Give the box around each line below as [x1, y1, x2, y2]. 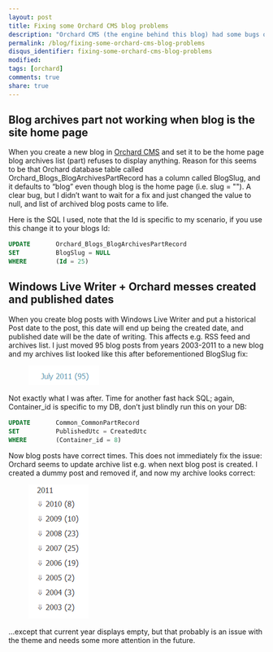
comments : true [8, 73, 60, 81]
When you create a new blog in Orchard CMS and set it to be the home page [8, 147, 264, 157]
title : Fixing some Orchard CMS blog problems [8, 21, 169, 30]
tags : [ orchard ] [8, 65, 63, 73]
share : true [8, 81, 49, 90]
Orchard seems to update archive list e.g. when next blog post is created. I [8, 459, 258, 469]
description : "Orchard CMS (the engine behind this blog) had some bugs [8, 30, 260, 38]
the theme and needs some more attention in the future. [8, 635, 196, 645]
